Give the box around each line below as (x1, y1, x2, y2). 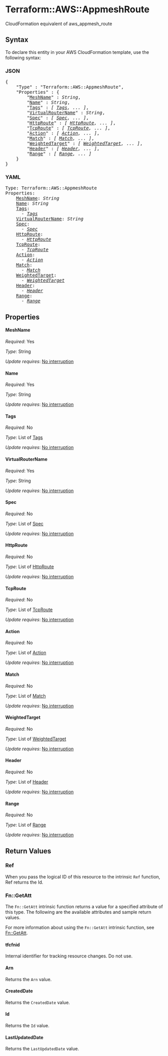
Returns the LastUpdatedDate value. (5, 1046, 79, 1052)
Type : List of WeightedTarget (5, 735, 66, 742)
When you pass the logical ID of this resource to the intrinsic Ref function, (5, 873, 160, 879)
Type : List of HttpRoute (5, 563, 54, 570)
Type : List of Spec (5, 520, 44, 526)
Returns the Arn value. (5, 976, 52, 982)
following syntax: (5, 54, 41, 61)
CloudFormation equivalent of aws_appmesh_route (5, 21, 112, 27)
